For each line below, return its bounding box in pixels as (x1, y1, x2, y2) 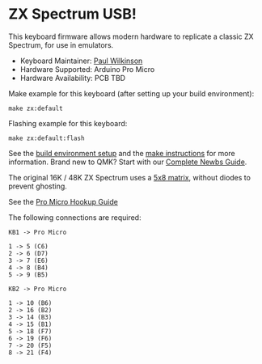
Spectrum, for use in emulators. (8, 40, 114, 49)
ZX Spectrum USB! (8, 5, 137, 23)
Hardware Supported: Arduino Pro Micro (19, 64, 155, 74)
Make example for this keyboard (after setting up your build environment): (8, 88, 255, 98)
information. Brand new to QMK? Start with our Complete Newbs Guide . (8, 157, 247, 167)
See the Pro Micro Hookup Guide (8, 197, 119, 206)
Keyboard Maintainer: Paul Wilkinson (19, 56, 143, 66)
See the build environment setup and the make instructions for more (8, 148, 236, 158)
